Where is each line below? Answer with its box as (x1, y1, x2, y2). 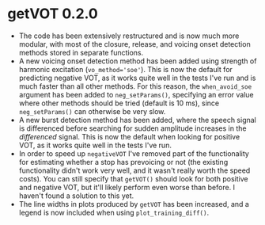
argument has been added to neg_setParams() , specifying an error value (18, 90, 254, 99)
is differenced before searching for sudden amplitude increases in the (18, 124, 247, 133)
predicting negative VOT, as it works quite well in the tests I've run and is (18, 73, 256, 82)
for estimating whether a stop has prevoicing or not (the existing (18, 157, 229, 166)
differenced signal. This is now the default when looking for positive (18, 132, 240, 141)
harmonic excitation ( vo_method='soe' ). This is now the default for (18, 64, 233, 74)
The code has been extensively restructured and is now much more (18, 31, 240, 40)
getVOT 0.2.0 (7, 5, 98, 23)
